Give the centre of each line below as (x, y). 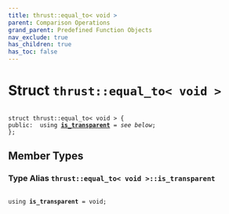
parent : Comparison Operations (59, 23)
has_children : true (40, 45)
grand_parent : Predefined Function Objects (80, 30)
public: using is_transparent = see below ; (82, 125)
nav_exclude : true (38, 37)
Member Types (46, 156)
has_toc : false (33, 52)
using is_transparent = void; (58, 201)
